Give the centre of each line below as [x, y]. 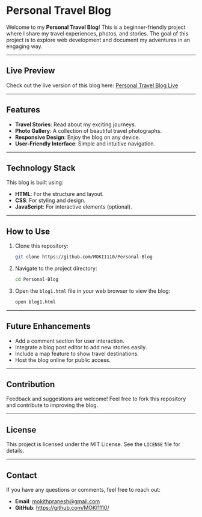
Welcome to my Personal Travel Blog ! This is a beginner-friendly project [96, 27]
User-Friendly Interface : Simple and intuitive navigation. [85, 143]
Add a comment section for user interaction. [69, 341]
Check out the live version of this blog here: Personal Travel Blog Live [92, 85]
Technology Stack [41, 168]
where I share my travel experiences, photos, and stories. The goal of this [97, 33]
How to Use [28, 231]
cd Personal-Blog [37, 280]
